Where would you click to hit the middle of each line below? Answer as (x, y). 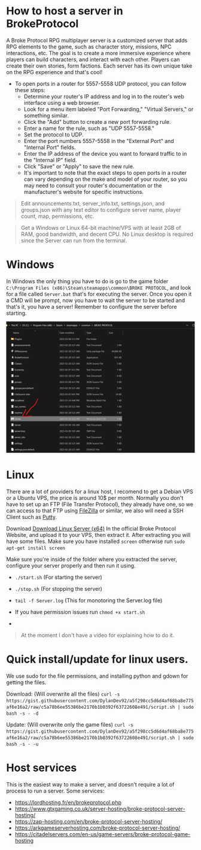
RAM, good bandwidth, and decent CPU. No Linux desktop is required (107, 234)
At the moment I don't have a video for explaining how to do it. (98, 635)
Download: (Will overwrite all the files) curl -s (63, 694)
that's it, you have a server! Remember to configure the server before (92, 306)
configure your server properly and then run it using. (71, 566)
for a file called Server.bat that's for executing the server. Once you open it (99, 294)
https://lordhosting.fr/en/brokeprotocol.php (68, 803)
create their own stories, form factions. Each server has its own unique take (99, 66)
